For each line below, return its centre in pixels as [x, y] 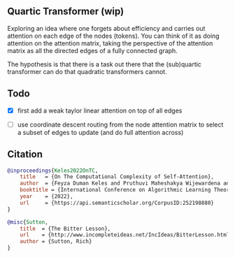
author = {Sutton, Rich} [56, 242]
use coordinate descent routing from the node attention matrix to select [120, 124]
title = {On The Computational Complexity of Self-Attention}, [117, 177]
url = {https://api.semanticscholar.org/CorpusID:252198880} [117, 203]
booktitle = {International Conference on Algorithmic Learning [115, 190]
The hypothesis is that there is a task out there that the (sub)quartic [104, 64]
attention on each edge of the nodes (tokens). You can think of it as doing [113, 36]
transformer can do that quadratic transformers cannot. [87, 71]
